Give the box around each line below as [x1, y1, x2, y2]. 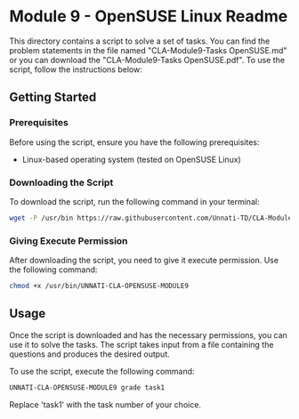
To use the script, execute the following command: [9, 366, 195, 376]
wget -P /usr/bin [9, 214, 74, 222]
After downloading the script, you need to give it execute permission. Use [9, 255, 279, 266]
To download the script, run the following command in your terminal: [9, 196, 260, 206]
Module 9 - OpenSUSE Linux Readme [9, 6, 288, 27]
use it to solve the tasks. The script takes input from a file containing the [9, 339, 274, 350]
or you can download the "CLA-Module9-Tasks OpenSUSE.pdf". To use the [9, 54, 286, 65]
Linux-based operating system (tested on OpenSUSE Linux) [21, 154, 242, 165]
